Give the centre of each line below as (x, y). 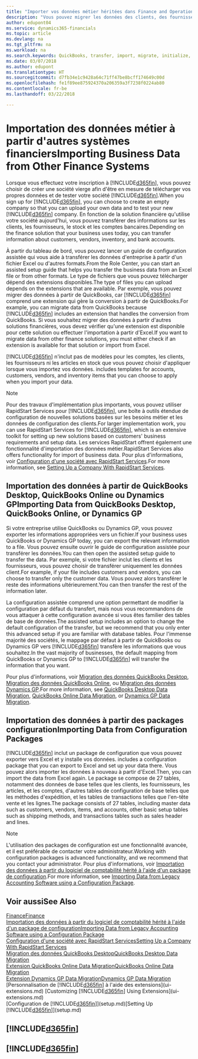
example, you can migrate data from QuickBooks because (77, 307)
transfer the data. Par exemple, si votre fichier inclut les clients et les (89, 559)
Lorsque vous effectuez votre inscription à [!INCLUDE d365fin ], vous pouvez (99, 183)
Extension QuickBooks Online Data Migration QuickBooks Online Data (90, 966)
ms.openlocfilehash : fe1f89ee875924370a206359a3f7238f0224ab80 (85, 83)
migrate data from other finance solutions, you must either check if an (91, 338)
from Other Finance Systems (78, 166)
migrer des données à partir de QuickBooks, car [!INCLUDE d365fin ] (88, 295)
